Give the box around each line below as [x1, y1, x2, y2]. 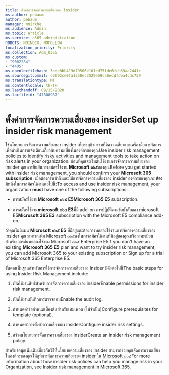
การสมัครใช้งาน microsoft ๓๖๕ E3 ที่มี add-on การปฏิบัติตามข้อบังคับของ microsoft [12, 206, 159, 213]
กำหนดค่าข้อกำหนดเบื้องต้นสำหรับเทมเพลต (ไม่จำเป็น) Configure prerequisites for [12, 306, 158, 312]
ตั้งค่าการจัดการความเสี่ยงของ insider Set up [5, 114, 159, 126]
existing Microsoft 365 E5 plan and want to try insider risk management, [5, 244, 156, 251]
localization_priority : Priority [5, 45, 76, 50]
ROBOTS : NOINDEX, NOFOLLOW [5, 40, 62, 46]
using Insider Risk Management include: [5, 271, 88, 277]
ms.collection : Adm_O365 [5, 50, 58, 55]
